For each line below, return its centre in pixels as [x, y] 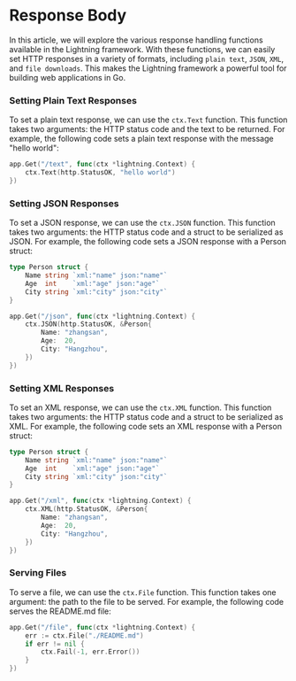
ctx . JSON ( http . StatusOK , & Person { [88, 324]
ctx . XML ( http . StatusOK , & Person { [87, 509]
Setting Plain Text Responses [73, 100]
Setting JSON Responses [64, 203]
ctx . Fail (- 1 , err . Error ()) [91, 652]
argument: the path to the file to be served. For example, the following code [147, 601]
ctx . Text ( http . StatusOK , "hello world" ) [100, 173]
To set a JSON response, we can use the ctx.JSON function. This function [142, 223]
